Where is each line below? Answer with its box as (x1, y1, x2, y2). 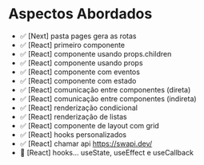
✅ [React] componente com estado (19, 76, 137, 85)
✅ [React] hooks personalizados (19, 129, 127, 139)
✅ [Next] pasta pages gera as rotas (19, 31, 138, 41)
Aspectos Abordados (8, 5, 153, 23)
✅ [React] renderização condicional (19, 103, 138, 112)
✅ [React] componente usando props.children (19, 49, 172, 58)
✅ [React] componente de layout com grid (19, 120, 160, 130)
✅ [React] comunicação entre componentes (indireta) (19, 93, 198, 104)
